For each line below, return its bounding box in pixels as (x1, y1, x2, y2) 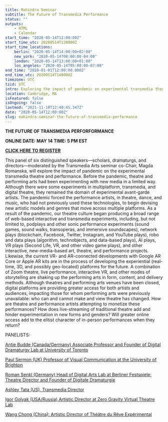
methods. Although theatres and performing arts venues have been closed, (5, 279, 160, 285)
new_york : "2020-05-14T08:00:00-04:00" (14, 54, 97, 59)
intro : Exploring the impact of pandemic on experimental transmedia (5, 86, 153, 92)
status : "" (5, 17, 28, 22)
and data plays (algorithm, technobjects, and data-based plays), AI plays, (5, 237, 156, 243)
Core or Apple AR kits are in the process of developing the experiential (5, 258, 150, 264)
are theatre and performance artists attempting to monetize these (5, 301, 140, 307)
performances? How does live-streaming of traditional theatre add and (5, 306, 151, 312)
